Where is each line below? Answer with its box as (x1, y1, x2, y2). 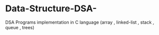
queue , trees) (5, 24, 34, 30)
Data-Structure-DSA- (5, 3, 97, 14)
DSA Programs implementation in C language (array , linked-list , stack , (5, 19, 154, 25)
